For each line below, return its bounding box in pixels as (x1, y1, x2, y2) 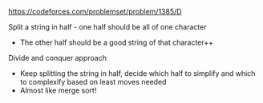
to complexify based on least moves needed (19, 77, 167, 86)
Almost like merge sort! (19, 85, 97, 95)
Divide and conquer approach (8, 53, 107, 62)
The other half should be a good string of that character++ (19, 38, 214, 47)
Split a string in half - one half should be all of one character (8, 22, 207, 31)
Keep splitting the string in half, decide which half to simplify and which (19, 69, 256, 78)
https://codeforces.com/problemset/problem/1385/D (8, 7, 182, 16)
